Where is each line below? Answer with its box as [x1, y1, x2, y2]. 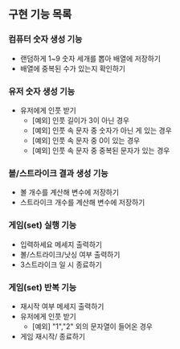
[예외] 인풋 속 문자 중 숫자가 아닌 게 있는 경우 [31, 125, 173, 135]
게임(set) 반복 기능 [8, 281, 77, 293]
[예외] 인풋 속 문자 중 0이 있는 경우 [31, 135, 141, 145]
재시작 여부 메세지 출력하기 [19, 301, 104, 311]
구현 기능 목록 [8, 7, 72, 22]
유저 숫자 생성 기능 [8, 85, 76, 96]
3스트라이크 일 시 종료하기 [19, 260, 102, 269]
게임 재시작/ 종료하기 [19, 331, 86, 341]
